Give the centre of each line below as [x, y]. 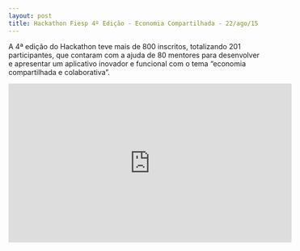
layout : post [30, 16]
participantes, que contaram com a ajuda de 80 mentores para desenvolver [134, 55]
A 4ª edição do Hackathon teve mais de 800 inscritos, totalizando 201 [125, 46]
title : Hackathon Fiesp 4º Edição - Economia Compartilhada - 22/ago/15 [133, 23]
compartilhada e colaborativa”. [59, 72]
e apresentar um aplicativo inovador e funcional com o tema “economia [127, 63]
